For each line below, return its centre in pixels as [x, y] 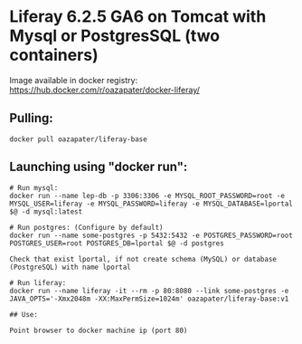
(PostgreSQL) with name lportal [70, 267]
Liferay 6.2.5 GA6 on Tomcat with [138, 17]
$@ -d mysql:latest [46, 211]
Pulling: [32, 118]
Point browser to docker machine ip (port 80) [99, 330]
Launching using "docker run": [99, 167]
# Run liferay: [38, 282]
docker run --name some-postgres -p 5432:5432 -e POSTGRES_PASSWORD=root [151, 235]
